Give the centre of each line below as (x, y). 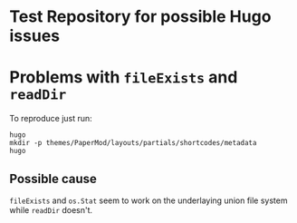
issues (35, 36)
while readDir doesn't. (51, 209)
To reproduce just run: (51, 119)
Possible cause (53, 179)
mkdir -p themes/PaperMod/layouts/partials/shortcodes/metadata (133, 143)
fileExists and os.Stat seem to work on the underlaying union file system (148, 200)
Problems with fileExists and (124, 78)
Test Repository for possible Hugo (140, 17)
